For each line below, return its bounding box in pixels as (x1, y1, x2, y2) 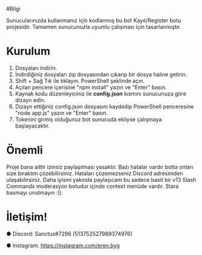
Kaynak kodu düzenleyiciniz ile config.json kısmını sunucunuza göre (15, 90, 186, 97)
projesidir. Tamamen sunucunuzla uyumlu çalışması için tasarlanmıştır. (6, 24, 181, 30)
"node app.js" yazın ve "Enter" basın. (15, 109, 108, 117)
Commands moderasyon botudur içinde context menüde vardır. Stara (6, 182, 179, 190)
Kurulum (6, 45, 51, 58)
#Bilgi (6, 5, 21, 12)
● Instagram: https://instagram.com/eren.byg (6, 242, 120, 249)
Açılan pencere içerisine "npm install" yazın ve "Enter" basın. (15, 83, 168, 91)
